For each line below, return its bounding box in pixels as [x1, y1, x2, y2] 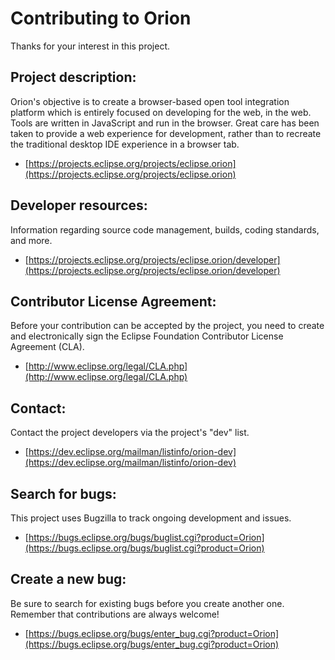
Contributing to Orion [10, 7, 192, 30]
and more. [10, 234, 53, 246]
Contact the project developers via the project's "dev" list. [10, 427, 250, 439]
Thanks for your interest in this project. [10, 40, 171, 52]
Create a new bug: [10, 571, 127, 588]
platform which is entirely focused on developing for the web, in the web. [10, 106, 312, 118]
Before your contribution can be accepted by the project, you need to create [10, 320, 325, 332]
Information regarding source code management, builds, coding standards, [10, 223, 320, 236]
